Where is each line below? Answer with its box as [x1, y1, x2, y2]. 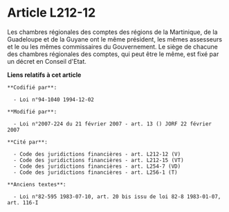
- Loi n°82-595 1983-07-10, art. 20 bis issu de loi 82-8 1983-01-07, [13, 193, 221, 200]
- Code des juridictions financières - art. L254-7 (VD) [13, 163, 181, 170]
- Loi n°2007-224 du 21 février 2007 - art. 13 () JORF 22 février [13, 120, 212, 127]
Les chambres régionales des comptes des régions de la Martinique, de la [7, 28, 218, 36]
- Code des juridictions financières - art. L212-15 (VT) [13, 157, 185, 164]
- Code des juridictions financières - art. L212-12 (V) [13, 150, 181, 157]
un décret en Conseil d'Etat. [7, 57, 86, 65]
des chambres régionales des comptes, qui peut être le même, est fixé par [7, 50, 219, 58]
